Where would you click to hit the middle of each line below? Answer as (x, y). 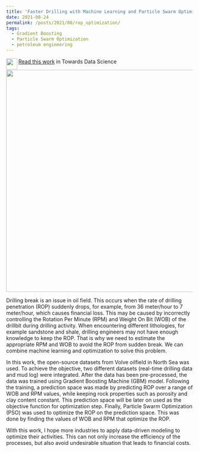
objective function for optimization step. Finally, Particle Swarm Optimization (99, 406)
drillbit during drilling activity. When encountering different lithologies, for (95, 325)
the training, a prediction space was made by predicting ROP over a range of (99, 387)
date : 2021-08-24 (28, 17)
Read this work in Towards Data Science (68, 61)
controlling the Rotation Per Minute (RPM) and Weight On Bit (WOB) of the (96, 319)
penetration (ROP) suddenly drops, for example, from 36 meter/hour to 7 (94, 306)
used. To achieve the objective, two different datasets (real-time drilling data (99, 368)
